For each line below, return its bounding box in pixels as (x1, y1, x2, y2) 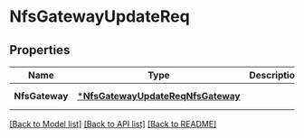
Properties (9, 42, 71, 58)
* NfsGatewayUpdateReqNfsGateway (76, 90, 241, 102)
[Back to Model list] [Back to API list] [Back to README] (9, 119, 217, 129)
